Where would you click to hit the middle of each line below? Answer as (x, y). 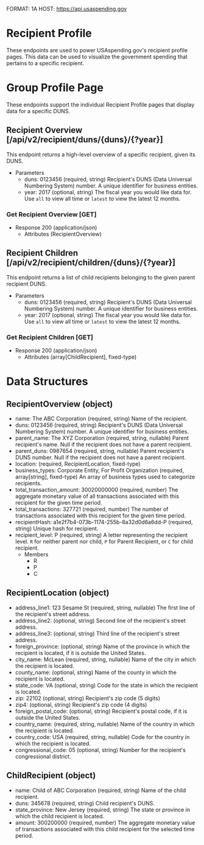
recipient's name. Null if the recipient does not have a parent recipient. (104, 444)
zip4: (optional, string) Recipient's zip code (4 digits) (81, 704)
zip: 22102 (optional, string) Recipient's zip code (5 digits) (87, 698)
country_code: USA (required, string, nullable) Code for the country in (102, 737)
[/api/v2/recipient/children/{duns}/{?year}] (91, 263)
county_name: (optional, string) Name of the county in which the (96, 672)
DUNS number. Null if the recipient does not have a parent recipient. (100, 458)
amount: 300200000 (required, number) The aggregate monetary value (105, 822)
